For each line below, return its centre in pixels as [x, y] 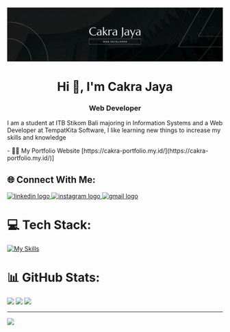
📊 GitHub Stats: [54, 278]
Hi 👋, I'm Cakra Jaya [115, 87]
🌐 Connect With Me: [51, 180]
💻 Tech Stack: [49, 225]
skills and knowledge [37, 138]
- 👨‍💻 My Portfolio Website [43, 151]
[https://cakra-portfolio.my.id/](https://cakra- [145, 151]
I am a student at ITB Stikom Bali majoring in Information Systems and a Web [115, 123]
